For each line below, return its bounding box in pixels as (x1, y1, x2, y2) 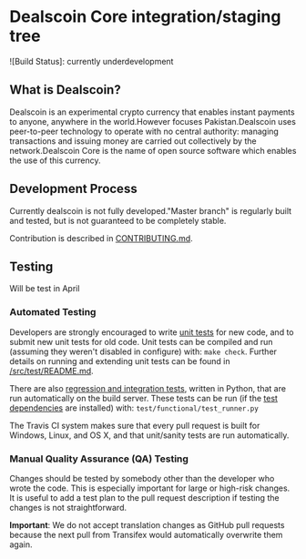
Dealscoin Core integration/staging (9, 6, 281, 27)
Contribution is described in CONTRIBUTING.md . (9, 232, 193, 243)
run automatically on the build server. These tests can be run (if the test (9, 392, 278, 403)
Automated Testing (9, 306, 97, 319)
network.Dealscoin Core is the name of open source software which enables (9, 145, 297, 156)
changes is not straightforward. (9, 502, 127, 513)
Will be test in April (9, 283, 80, 294)
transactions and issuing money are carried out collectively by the (9, 135, 257, 147)
